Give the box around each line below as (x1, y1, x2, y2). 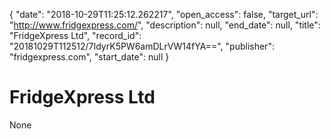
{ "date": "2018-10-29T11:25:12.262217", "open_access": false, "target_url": (9, 9, 319, 20)
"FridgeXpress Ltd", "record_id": (9, 30, 142, 41)
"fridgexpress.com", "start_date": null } (9, 51, 170, 63)
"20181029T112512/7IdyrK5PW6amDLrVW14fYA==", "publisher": (9, 40, 275, 52)
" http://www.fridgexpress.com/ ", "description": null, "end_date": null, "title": (9, 19, 321, 31)
